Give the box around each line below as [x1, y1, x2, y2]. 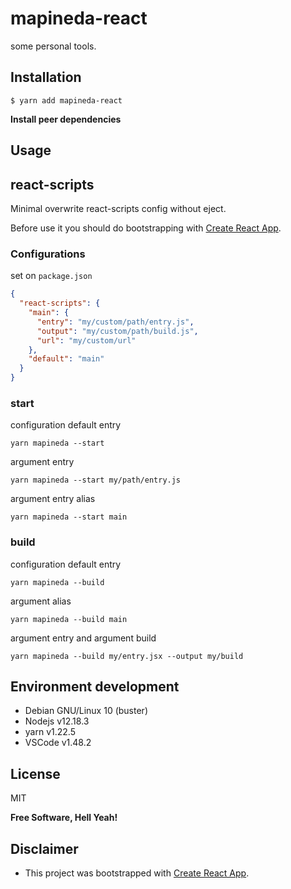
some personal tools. [10, 40, 97, 52]
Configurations [10, 247, 86, 261]
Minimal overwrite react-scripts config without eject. [10, 202, 227, 214]
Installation [10, 69, 82, 86]
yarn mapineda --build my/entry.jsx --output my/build [10, 651, 244, 661]
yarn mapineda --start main [10, 512, 128, 522]
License [10, 765, 61, 782]
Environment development [10, 678, 180, 695]
